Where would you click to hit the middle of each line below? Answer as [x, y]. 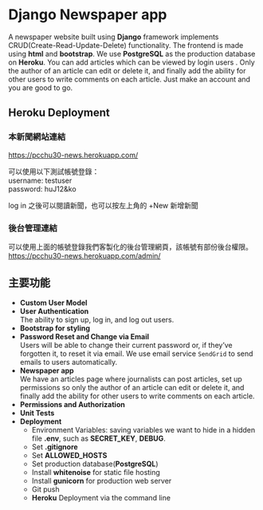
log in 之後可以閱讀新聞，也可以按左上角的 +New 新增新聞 [103, 205]
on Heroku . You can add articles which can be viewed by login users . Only [131, 62]
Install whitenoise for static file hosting [96, 472]
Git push [45, 489]
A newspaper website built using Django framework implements [114, 37]
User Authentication [54, 311]
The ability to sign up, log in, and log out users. [97, 319]
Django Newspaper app [88, 15]
